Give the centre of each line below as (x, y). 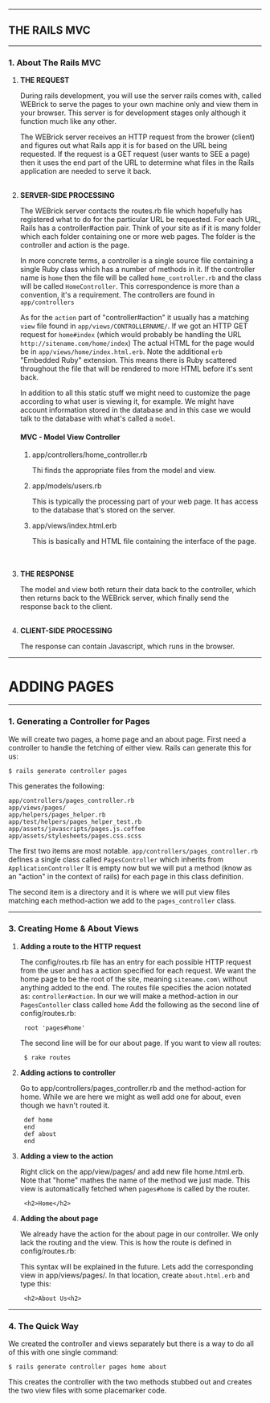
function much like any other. (68, 121)
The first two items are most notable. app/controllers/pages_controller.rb (133, 850)
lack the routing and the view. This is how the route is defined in (125, 1242)
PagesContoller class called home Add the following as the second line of (139, 1004)
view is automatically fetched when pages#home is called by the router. (135, 1188)
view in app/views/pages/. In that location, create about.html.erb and (135, 1275)
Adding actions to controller (68, 1072)
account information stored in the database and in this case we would (135, 410)
